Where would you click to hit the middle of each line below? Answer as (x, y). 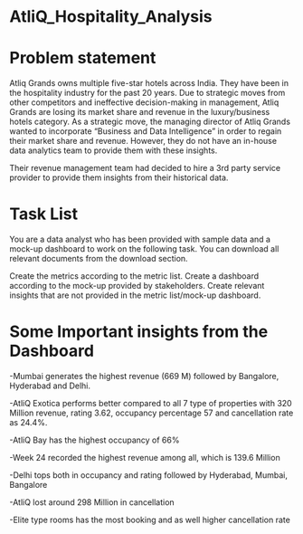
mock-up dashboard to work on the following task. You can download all (144, 249)
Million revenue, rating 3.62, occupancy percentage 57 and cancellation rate (151, 413)
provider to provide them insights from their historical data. (119, 177)
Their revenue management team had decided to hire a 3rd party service (145, 168)
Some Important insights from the (139, 332)
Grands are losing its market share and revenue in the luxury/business (140, 112)
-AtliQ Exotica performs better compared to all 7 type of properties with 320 (151, 403)
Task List (44, 214)
